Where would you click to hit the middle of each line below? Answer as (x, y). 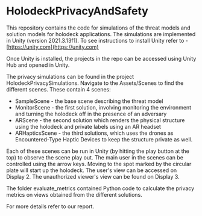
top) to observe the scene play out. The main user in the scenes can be (95, 157)
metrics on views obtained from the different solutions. (74, 194)
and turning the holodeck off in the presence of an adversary (91, 114)
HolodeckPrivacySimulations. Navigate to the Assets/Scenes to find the (95, 83)
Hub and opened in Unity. (38, 65)
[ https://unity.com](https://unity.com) (52, 47)
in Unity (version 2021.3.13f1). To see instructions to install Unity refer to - (97, 40)
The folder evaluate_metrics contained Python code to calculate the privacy (100, 188)
